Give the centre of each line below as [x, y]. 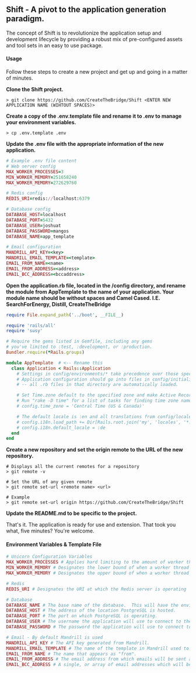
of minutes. [20, 78]
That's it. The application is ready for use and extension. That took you [91, 525]
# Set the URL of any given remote [49, 482]
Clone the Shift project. [35, 90]
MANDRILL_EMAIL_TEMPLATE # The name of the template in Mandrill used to [98, 648]
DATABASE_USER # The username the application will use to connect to [94, 621]
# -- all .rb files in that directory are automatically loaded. [98, 385]
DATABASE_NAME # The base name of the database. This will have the [92, 605]
